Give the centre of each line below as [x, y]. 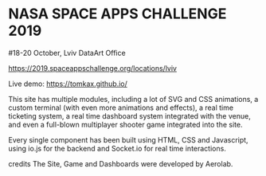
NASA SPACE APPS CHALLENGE [117, 14]
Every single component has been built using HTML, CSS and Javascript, [128, 139]
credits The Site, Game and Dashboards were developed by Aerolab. [121, 163]
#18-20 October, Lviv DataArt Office [67, 53]
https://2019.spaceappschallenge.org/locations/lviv [93, 68]
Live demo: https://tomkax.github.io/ [68, 84]
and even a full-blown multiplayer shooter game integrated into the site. [125, 124]
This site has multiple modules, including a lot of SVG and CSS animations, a [133, 99]
